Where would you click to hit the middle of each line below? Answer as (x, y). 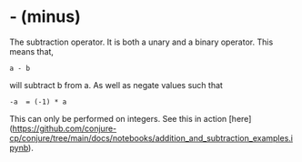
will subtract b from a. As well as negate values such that (116, 85)
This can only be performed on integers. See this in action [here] (131, 118)
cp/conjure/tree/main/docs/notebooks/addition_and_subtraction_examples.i (151, 137)
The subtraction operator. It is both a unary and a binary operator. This (141, 42)
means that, (32, 51)
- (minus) (45, 17)
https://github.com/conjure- (65, 128)
